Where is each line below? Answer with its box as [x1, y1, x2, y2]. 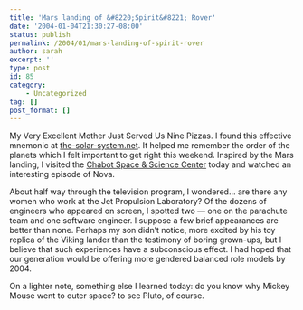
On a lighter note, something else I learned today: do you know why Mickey [9, 281, 290, 292]
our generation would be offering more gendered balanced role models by [9, 254, 286, 265]
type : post [9, 64, 51, 73]
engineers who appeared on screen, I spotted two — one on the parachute [9, 205, 288, 217]
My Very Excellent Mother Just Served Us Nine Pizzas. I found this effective [9, 130, 292, 141]
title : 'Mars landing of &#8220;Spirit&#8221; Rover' [9, 13, 217, 23]
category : [9, 80, 47, 89]
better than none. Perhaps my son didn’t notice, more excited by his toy [9, 225, 276, 236]
